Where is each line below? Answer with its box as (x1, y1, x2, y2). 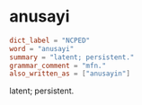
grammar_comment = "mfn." (9, 61, 106, 70)
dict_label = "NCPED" (9, 36, 91, 45)
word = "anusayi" (9, 44, 75, 53)
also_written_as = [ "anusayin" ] (9, 69, 130, 78)
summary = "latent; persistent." (9, 52, 135, 62)
